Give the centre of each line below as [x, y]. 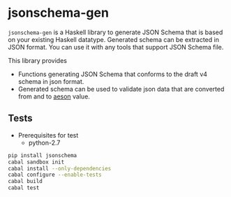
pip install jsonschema [43, 155]
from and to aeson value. [54, 96]
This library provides [37, 60]
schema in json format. [51, 81]
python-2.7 [44, 143]
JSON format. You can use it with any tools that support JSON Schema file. [116, 47]
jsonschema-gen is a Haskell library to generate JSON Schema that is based [115, 32]
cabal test [24, 188]
